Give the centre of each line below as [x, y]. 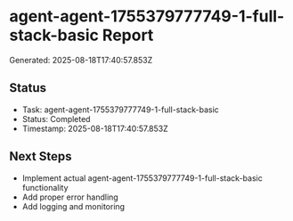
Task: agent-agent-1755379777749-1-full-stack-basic [121, 110]
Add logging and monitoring [73, 206]
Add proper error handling [70, 197]
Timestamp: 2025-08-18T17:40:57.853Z [95, 128]
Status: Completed [56, 119]
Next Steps [41, 156]
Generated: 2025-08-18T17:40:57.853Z [81, 60]
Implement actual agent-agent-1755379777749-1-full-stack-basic [142, 178]
